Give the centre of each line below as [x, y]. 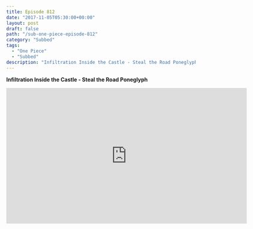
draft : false [23, 29]
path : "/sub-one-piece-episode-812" [52, 34]
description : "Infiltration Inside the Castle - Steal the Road [88, 62]
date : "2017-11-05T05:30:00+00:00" [51, 17]
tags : [13, 46]
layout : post [23, 23]
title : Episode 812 [31, 12]
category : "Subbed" [31, 40]
